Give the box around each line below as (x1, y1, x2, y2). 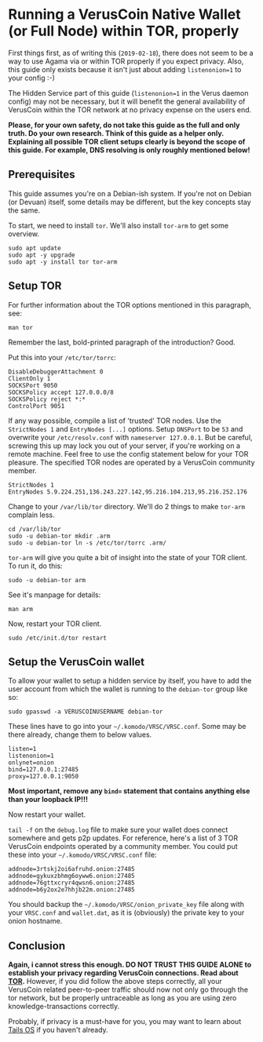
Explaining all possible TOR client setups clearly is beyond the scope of (8, 137, 246, 146)
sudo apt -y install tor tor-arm (8, 257, 118, 266)
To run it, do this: (8, 561, 63, 570)
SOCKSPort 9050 (8, 381, 58, 389)
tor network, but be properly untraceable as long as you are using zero (8, 993, 237, 1003)
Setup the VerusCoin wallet (8, 655, 145, 669)
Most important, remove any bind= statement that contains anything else (8, 786, 250, 796)
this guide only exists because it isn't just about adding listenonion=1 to (8, 64, 242, 74)
